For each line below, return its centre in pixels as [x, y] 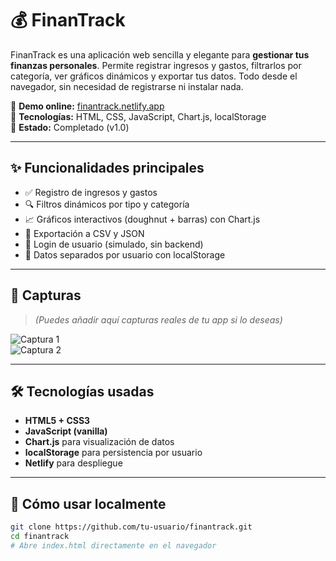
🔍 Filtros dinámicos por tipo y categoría [107, 204]
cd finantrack [40, 537]
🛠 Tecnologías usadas [82, 391]
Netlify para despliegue [73, 463]
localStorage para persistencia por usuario [113, 453]
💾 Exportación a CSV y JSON [84, 233]
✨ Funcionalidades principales [107, 168]
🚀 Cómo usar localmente [88, 503]
